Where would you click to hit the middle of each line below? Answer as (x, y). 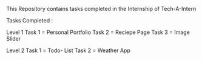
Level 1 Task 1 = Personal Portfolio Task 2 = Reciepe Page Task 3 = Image (98, 32)
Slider (14, 38)
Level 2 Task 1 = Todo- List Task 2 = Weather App (68, 50)
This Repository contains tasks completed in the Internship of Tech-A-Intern (101, 9)
